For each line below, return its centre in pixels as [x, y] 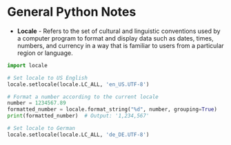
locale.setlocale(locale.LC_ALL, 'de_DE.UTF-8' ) [78, 135]
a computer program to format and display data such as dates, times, [115, 38]
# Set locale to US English [48, 78]
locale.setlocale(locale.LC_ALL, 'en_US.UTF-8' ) [78, 84]
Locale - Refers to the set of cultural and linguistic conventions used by [119, 31]
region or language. [45, 53]
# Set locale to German [41, 129]
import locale [28, 65]
